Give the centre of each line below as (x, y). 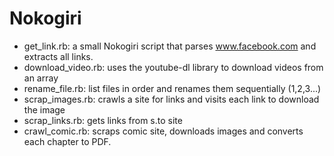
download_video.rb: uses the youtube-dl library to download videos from (173, 67)
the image (44, 109)
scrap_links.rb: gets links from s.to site (103, 120)
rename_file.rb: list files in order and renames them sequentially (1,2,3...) (172, 88)
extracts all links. (58, 56)
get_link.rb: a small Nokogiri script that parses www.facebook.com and (170, 46)
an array (41, 78)
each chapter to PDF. (67, 141)
